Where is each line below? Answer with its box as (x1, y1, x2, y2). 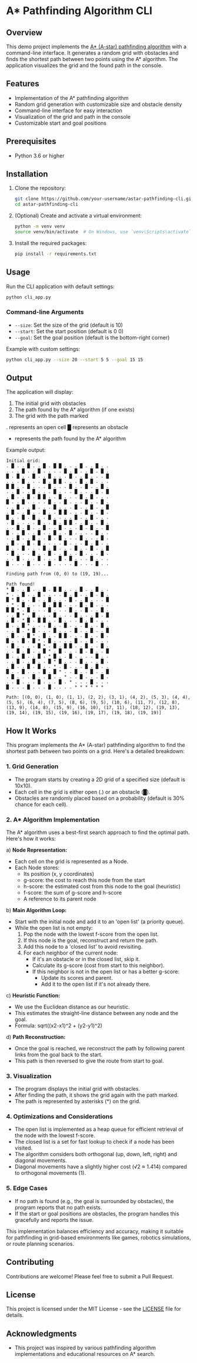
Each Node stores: (14, 864, 60, 871)
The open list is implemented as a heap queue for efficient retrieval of (14, 1126, 183, 1133)
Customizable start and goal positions (14, 119, 107, 126)
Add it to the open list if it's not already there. (41, 980, 151, 987)
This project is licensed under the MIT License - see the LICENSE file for (6, 1305, 181, 1312)
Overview (6, 28, 43, 38)
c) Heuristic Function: (6, 992, 61, 999)
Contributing (6, 1257, 54, 1267)
